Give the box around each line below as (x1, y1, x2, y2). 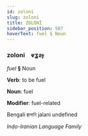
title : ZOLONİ (7, 20, 43, 26)
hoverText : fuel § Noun (7, 31, 66, 37)
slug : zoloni (7, 14, 40, 20)
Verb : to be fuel (7, 76, 46, 84)
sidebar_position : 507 (7, 25, 63, 32)
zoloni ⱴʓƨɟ (7, 51, 44, 60)
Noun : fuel (7, 88, 34, 95)
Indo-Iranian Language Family (7, 123, 82, 130)
